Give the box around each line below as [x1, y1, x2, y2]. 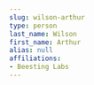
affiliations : [9, 54, 62, 63]
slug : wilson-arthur [9, 12, 86, 22]
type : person [9, 21, 58, 30]
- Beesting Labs [9, 63, 69, 72]
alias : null [9, 46, 53, 55]
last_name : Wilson [9, 29, 77, 38]
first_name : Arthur [9, 37, 82, 47]
